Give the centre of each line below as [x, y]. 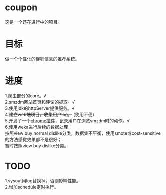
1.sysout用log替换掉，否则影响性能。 [43, 181]
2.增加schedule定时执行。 [32, 187]
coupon [21, 7]
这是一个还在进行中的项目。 [34, 22]
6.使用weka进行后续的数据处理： [39, 127]
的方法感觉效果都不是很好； [34, 139]
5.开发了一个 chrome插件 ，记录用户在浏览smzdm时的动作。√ [67, 121]
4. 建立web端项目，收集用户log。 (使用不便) [50, 114]
